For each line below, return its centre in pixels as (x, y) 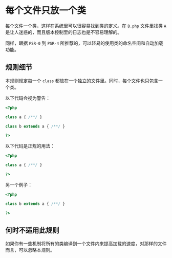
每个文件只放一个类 (46, 11)
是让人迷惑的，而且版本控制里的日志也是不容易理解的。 (63, 32)
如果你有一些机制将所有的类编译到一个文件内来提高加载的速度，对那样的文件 (86, 244)
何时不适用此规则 (32, 230)
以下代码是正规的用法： (30, 146)
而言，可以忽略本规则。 (30, 250)
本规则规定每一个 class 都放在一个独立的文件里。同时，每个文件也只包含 (82, 81)
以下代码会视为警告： (28, 98)
